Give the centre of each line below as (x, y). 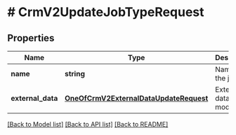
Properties (31, 38)
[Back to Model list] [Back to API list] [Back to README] (88, 124)
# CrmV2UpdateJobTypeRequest (106, 12)
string (75, 74)
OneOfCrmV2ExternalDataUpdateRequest (136, 98)
